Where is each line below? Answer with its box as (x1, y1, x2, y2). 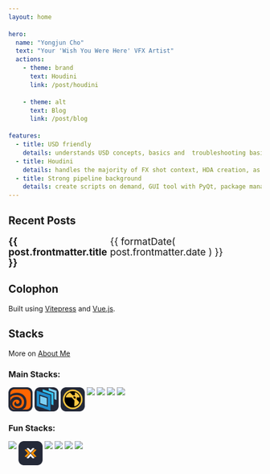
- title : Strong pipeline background (15, 174, 142, 183)
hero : (8, 30, 27, 38)
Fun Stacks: (8, 422, 56, 434)
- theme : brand (22, 64, 74, 72)
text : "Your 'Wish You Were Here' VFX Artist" (15, 47, 174, 56)
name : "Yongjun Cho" (15, 39, 84, 47)
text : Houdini (29, 72, 78, 80)
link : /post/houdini (29, 80, 99, 89)
